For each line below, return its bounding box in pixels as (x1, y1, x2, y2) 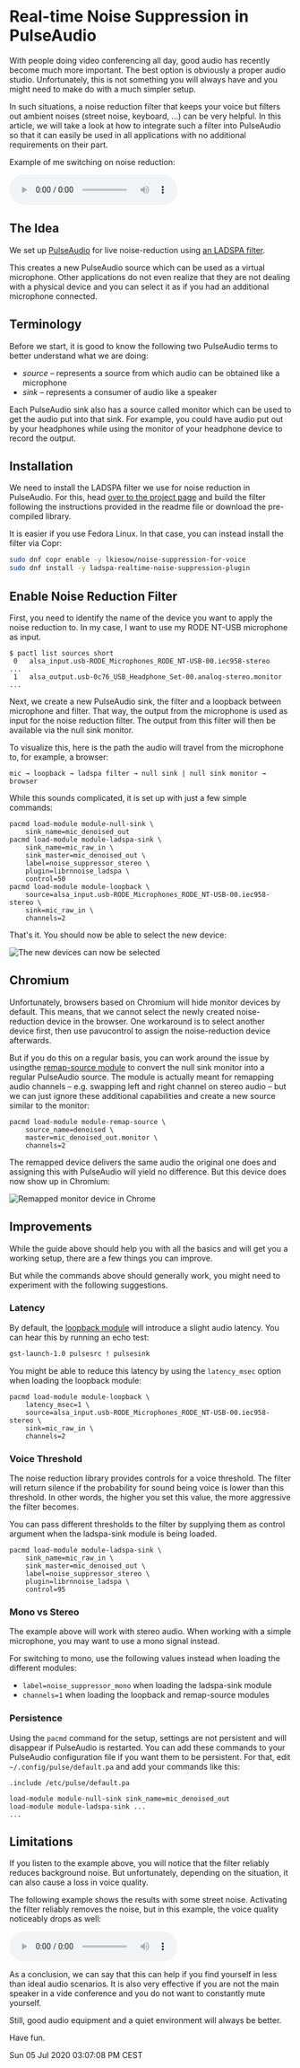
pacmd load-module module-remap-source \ (9, 1117, 167, 1126)
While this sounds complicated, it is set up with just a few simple (9, 792, 247, 803)
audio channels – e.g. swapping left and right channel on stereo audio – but (9, 1080, 287, 1092)
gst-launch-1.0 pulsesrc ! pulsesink (9, 1349, 150, 1358)
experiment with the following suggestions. (9, 1280, 168, 1290)
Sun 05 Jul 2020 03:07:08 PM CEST (9, 2050, 143, 2061)
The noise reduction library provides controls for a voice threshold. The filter (9, 1473, 291, 1483)
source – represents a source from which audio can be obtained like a (21, 367, 280, 378)
